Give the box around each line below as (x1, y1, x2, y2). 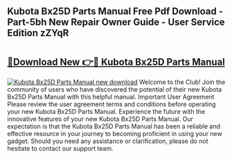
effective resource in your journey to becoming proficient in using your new (7, 130, 223, 137)
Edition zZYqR (7, 27, 69, 39)
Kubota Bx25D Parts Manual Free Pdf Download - (7, 6, 224, 17)
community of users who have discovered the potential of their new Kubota (7, 85, 222, 93)
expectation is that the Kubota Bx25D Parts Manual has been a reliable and (7, 122, 220, 131)
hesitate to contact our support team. (7, 144, 114, 152)
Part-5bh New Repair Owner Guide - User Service (7, 17, 225, 28)
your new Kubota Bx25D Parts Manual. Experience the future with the (7, 108, 206, 115)
